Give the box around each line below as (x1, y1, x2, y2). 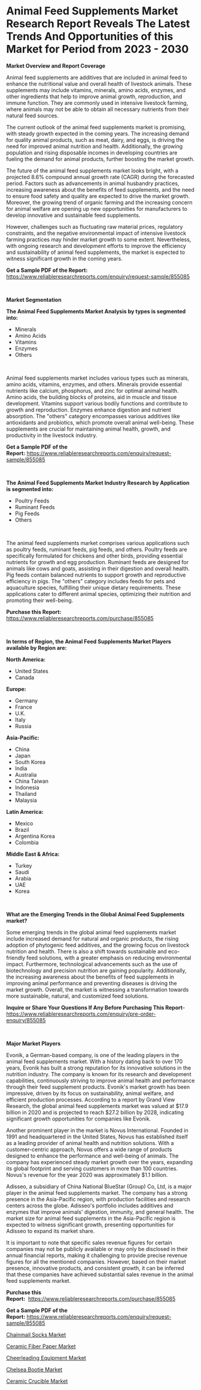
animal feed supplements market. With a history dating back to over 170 (6, 1058, 183, 1065)
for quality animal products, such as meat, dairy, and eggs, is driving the (6, 136, 184, 143)
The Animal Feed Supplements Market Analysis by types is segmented (6, 307, 186, 315)
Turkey (14, 862, 32, 869)
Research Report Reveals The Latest (6, 17, 190, 31)
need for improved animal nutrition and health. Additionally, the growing (6, 143, 183, 150)
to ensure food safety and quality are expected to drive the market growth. (6, 192, 190, 199)
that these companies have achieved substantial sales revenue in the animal (6, 1271, 194, 1278)
